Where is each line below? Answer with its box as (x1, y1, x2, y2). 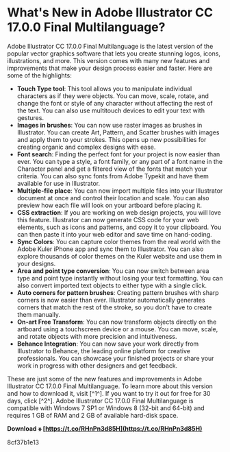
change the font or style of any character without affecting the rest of (16, 99, 214, 107)
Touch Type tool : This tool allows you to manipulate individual (16, 84, 192, 93)
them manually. (16, 310, 60, 318)
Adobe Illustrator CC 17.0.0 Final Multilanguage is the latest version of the (7, 42, 214, 50)
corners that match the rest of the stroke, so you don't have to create (16, 303, 212, 311)
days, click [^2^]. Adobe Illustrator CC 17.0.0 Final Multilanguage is (7, 396, 194, 405)
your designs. (16, 259, 56, 267)
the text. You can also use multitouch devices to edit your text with (16, 106, 205, 115)
